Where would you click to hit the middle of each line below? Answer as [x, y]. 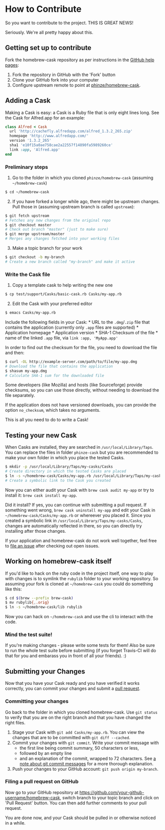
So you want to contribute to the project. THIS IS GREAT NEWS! [69, 23]
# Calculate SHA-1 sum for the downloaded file [55, 375]
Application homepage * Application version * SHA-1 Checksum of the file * [82, 332]
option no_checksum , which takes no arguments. [53, 410]
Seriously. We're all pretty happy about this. [49, 32]
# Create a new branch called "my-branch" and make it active [70, 262]
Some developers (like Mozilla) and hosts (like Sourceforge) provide [74, 385]
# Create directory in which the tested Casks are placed [66, 472]
